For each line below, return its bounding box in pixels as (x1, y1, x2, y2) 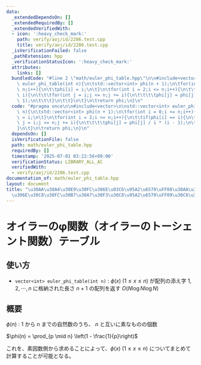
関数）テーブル (27, 234, 100, 248)
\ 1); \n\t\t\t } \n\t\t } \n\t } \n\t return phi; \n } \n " (17, 97, 144, 103)
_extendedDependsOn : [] (11, 14, 71, 20)
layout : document (6, 181, 50, 187)
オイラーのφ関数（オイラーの (6, 219, 151, 233)
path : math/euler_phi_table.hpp (11, 142, 93, 148)
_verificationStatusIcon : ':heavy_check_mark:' (11, 59, 133, 65)
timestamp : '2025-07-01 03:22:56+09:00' (11, 153, 114, 159)
